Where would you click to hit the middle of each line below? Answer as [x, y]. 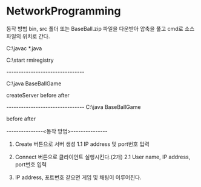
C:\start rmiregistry [30, 60]
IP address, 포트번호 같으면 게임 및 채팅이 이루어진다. [78, 177]
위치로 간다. [36, 36]
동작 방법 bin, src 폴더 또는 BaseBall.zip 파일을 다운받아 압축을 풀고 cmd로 [95, 28]
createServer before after [38, 95]
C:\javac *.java [24, 48]
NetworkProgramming [64, 11]
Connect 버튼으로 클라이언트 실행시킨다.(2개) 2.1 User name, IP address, [103, 157]
